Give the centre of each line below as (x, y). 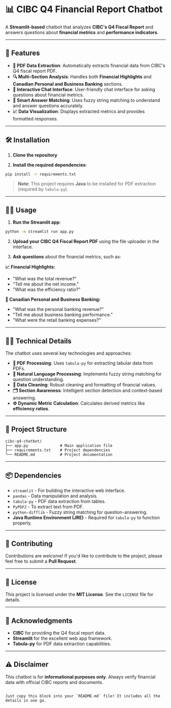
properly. (22, 523)
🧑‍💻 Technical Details (38, 341)
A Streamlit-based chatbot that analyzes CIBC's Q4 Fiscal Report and (79, 27)
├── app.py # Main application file (59, 445)
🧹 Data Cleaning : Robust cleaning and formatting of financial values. (84, 384)
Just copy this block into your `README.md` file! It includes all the (83, 696)
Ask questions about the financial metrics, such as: (67, 257)
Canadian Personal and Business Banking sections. (68, 84)
